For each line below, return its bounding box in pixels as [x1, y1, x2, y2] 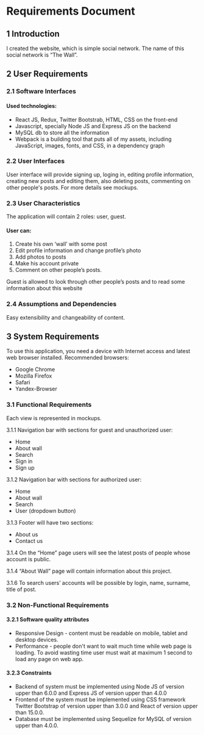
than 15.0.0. [15, 709, 44, 716]
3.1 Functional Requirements [6, 401, 92, 409]
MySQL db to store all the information [15, 129, 110, 136]
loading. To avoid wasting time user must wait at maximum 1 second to [15, 648, 193, 656]
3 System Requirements [6, 331, 99, 342]
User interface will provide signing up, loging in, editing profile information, [6, 171, 194, 178]
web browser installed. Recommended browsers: [6, 354, 129, 361]
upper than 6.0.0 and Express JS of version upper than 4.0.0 [15, 689, 167, 697]
